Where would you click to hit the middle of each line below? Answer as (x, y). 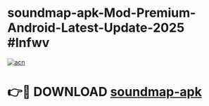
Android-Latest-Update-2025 (96, 28)
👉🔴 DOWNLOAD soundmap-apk (104, 92)
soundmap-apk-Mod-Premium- (102, 13)
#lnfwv (28, 43)
